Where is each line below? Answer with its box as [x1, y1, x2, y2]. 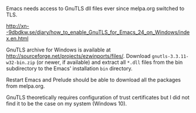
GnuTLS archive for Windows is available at [6, 46, 111, 53]
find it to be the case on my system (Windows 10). [6, 100, 127, 107]
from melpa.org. [6, 83, 45, 90]
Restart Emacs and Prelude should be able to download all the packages [6, 76, 181, 83]
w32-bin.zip [6, 60, 35, 66]
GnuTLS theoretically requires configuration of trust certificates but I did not [6, 94, 190, 101]
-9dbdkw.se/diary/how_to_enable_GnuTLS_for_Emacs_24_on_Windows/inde [6, 29, 190, 36]
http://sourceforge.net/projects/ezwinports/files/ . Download [6, 53, 151, 59]
